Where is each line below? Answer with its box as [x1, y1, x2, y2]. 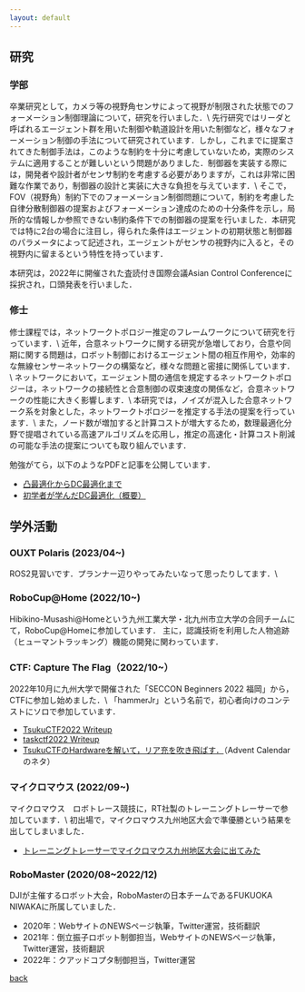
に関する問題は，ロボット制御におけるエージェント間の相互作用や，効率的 [16, 349, 296, 359]
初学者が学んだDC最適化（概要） [22, 489, 147, 500]
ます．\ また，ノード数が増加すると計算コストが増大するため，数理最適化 [9, 417, 284, 427]
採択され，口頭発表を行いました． [9, 279, 137, 290]
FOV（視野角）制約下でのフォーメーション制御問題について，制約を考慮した [9, 192, 295, 202]
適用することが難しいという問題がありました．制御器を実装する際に [33, 158, 288, 169]
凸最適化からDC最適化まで [22, 478, 123, 489]
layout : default [9, 13, 71, 23]
